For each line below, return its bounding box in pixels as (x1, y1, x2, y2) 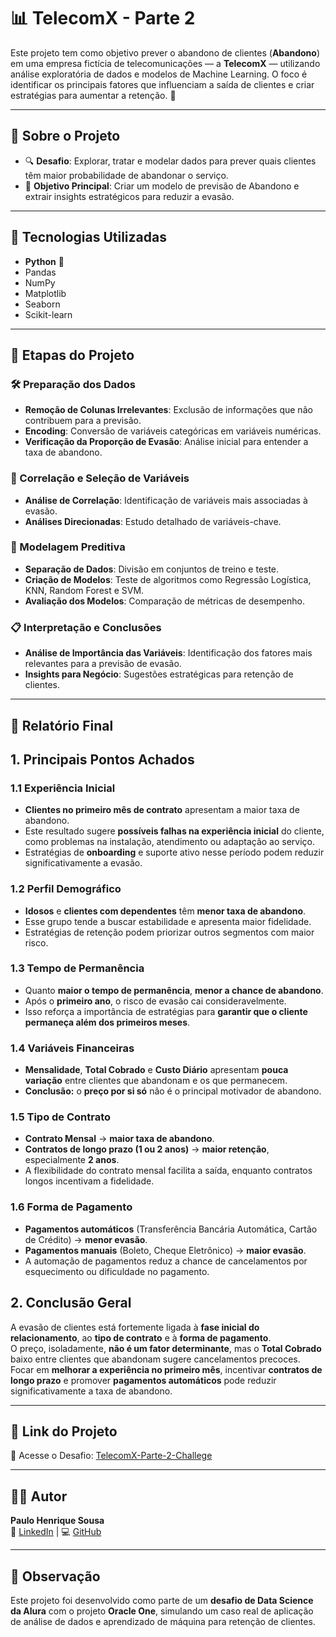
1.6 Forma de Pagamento (10, 1200, 133, 1214)
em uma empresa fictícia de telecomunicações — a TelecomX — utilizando (10, 57, 321, 69)
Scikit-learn (24, 308, 73, 320)
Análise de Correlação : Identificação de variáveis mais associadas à (24, 494, 308, 506)
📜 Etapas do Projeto (10, 346, 135, 364)
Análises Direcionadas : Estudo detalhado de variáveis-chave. (24, 515, 282, 527)
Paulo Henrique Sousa (10, 1515, 105, 1527)
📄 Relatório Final (10, 717, 114, 734)
